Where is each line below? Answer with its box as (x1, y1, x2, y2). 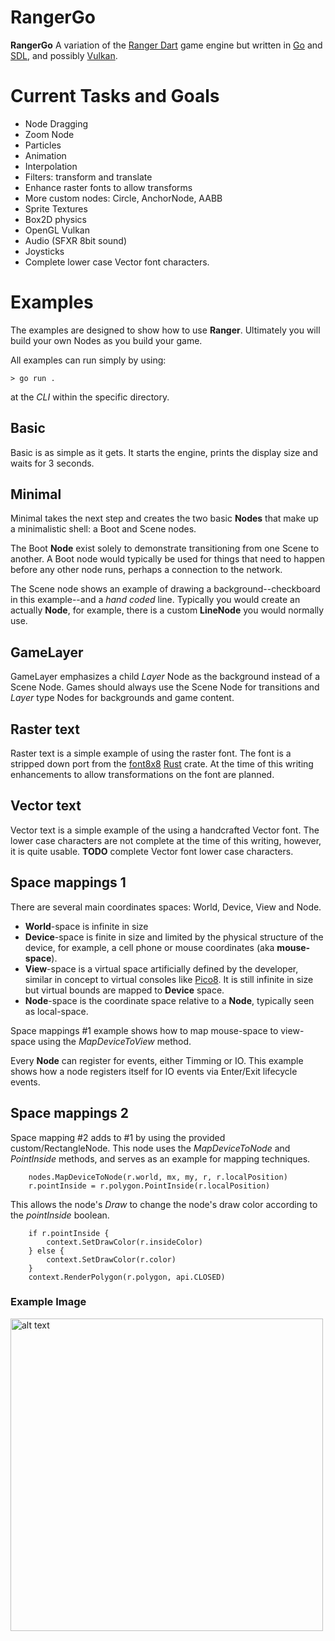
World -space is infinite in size (24, 920, 149, 932)
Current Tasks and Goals (10, 85, 220, 108)
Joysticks (24, 245, 65, 257)
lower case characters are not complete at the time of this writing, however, (10, 834, 322, 846)
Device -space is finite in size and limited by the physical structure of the (24, 931, 324, 943)
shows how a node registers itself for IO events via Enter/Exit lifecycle (10, 1065, 298, 1077)
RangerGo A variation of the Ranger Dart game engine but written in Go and (10, 39, 323, 51)
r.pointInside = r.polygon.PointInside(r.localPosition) (28, 1181, 271, 1191)
